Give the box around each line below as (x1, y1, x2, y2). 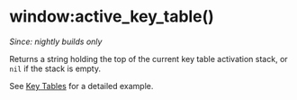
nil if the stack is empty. (9, 63, 102, 74)
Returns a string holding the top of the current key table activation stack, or (9, 53, 288, 64)
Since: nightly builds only (9, 36, 103, 47)
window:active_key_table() (9, 6, 214, 27)
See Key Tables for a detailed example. (9, 80, 154, 91)
